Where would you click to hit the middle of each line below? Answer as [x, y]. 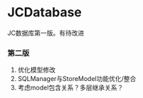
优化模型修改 [36, 70]
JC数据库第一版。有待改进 [46, 33]
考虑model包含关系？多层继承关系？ [70, 88]
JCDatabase [44, 12]
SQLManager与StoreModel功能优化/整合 [77, 79]
